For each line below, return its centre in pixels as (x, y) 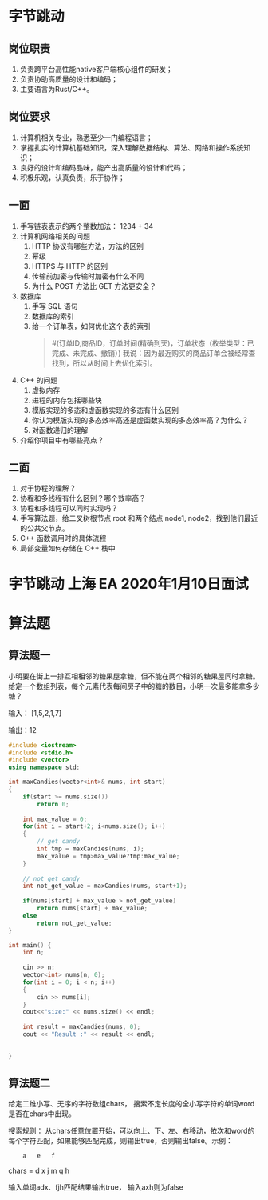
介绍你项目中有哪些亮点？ (62, 440)
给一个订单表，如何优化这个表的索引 (91, 326)
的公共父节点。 (44, 528)
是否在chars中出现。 (42, 1114)
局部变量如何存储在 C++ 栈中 (67, 548)
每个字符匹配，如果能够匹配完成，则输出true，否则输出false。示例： (121, 1141)
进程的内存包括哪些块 (67, 400)
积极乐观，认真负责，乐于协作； (72, 178)
